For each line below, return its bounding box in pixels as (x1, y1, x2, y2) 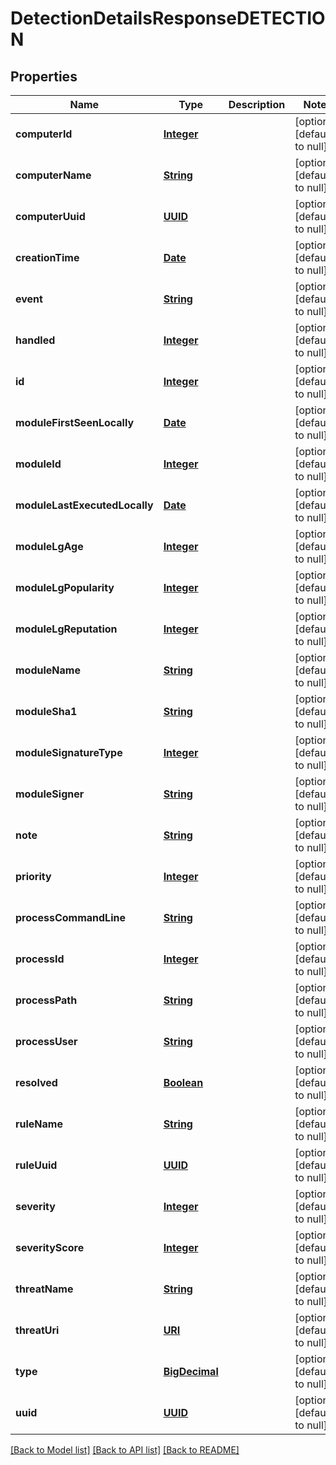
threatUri (15, 1323, 60, 1337)
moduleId (15, 457, 62, 471)
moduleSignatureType (15, 746, 123, 759)
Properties (10, 68, 78, 85)
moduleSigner (15, 787, 85, 801)
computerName (15, 168, 92, 182)
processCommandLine (15, 911, 126, 924)
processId (15, 952, 65, 966)
